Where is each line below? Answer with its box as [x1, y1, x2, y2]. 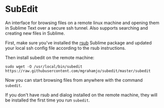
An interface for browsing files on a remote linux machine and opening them [5, 20, 160, 26]
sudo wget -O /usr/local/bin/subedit [5, 64, 83, 69]
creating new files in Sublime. [5, 30, 65, 36]
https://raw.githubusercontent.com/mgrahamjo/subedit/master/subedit [5, 68, 151, 73]
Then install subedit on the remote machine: [5, 54, 95, 60]
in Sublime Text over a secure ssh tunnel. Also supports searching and [5, 25, 148, 31]
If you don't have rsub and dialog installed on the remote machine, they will [5, 92, 158, 98]
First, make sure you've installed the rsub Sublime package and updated [5, 39, 152, 45]
